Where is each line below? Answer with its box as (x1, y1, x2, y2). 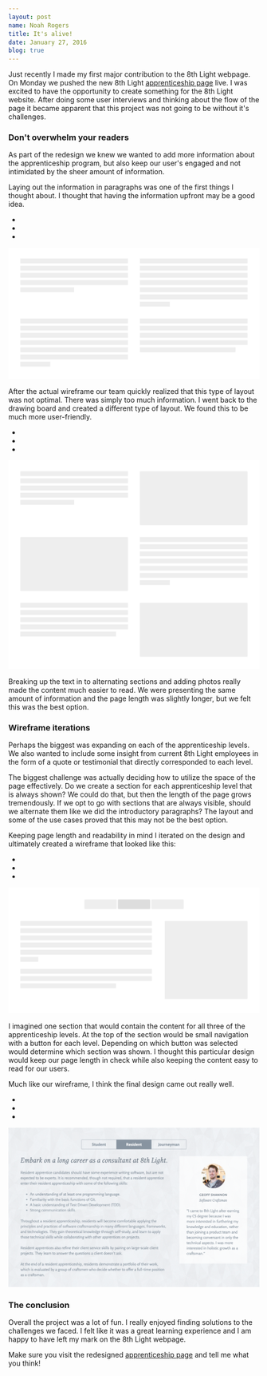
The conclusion (8, 1299, 70, 1310)
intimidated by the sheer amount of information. (8, 167, 165, 177)
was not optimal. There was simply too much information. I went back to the (8, 395, 257, 404)
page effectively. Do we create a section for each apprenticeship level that (8, 781, 253, 791)
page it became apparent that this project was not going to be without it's (8, 104, 249, 113)
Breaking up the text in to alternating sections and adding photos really (8, 677, 241, 686)
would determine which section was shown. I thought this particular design (8, 1047, 255, 1056)
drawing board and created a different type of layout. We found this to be (8, 404, 249, 413)
